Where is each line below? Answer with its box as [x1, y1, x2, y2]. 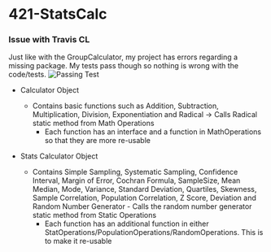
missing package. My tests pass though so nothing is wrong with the [8, 61, 238, 71]
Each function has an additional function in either [44, 219, 209, 228]
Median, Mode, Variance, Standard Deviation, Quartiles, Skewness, [32, 185, 257, 194]
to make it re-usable [44, 237, 112, 246]
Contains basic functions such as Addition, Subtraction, [32, 101, 220, 111]
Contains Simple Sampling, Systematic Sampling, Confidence [32, 167, 238, 177]
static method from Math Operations [32, 119, 155, 128]
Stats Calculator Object [20, 151, 98, 161]
